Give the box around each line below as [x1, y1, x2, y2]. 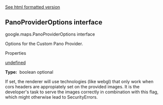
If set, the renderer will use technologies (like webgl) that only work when [5, 78, 154, 84]
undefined [5, 60, 26, 65]
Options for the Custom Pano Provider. [5, 41, 83, 46]
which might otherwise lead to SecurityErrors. [5, 94, 98, 100]
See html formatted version [5, 4, 60, 10]
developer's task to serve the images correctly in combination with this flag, [5, 89, 159, 95]
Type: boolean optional [5, 69, 54, 75]
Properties [5, 50, 27, 56]
